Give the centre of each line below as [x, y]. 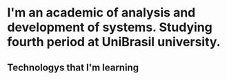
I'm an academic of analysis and [101, 13]
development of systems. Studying [110, 27]
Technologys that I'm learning [73, 67]
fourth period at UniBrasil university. [114, 42]
